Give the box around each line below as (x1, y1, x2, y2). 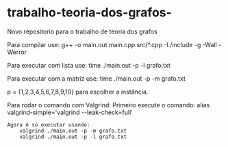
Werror (7, 48, 27, 56)
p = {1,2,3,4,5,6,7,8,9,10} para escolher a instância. (7, 88, 149, 96)
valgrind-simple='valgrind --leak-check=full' (7, 108, 134, 116)
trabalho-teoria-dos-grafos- (7, 5, 173, 21)
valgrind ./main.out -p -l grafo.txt (19, 133, 127, 140)
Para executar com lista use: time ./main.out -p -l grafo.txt (7, 61, 171, 69)
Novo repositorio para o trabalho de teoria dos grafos (7, 27, 157, 36)
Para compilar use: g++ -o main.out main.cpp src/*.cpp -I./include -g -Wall (7, 40, 217, 49)
